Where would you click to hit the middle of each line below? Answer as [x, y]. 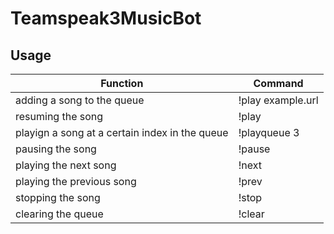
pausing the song [56, 149]
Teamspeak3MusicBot [106, 18]
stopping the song [58, 197]
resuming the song [59, 116]
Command [278, 83]
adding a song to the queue [80, 100]
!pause [254, 149]
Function [122, 83]
